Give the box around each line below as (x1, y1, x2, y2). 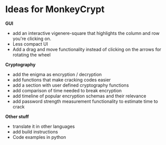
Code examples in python (12, 134, 66, 140)
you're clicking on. (12, 35, 52, 42)
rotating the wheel (12, 52, 51, 58)
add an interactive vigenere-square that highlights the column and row (12, 30, 160, 36)
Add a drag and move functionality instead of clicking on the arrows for (12, 46, 161, 52)
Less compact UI (12, 41, 48, 47)
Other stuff (5, 113, 29, 120)
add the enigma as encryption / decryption (12, 71, 102, 77)
